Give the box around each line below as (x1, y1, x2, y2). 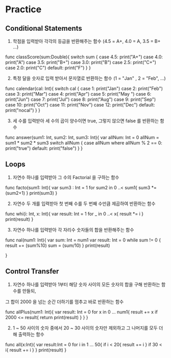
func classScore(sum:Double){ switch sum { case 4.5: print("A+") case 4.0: (5, 54, 163, 60)
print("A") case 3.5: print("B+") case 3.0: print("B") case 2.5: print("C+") (5, 59, 157, 65)
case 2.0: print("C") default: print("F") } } (5, 65, 91, 71)
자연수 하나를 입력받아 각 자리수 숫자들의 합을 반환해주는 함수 (12, 227, 134, 233)
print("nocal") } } (5, 107, 41, 113)
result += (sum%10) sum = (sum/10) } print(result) (5, 242, 110, 249)
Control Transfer (5, 267, 59, 276)
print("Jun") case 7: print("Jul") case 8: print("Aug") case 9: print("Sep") (5, 96, 156, 102)
